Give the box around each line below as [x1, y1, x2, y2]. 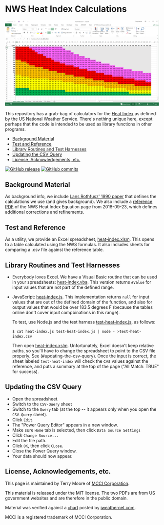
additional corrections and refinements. [5, 209, 84, 215]
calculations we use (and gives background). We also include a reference [5, 199, 153, 204]
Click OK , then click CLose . [12, 443, 63, 449]
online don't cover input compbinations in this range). [12, 309, 120, 315]
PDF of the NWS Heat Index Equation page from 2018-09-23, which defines [5, 204, 158, 210]
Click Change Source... [12, 432, 59, 438]
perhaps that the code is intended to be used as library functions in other [5, 121, 152, 127]
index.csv [12, 334, 33, 339]
